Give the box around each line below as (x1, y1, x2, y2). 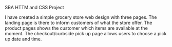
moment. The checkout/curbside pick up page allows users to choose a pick (5, 31, 167, 36)
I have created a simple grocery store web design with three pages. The (5, 14, 157, 20)
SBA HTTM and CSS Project (5, 5, 65, 10)
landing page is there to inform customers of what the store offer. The (5, 20, 152, 26)
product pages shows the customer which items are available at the (5, 25, 148, 31)
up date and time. (5, 36, 42, 42)
